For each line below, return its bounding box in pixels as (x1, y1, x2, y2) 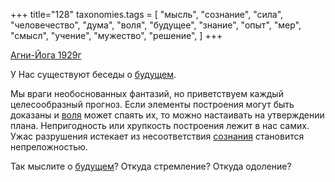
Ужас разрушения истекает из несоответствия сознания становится (10, 130, 305, 142)
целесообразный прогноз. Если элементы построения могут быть (10, 99, 295, 110)
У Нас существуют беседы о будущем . (10, 69, 177, 80)
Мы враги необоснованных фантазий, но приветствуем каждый (10, 88, 284, 99)
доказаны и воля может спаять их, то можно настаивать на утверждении (10, 109, 325, 121)
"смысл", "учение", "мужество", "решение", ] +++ (10, 30, 223, 41)
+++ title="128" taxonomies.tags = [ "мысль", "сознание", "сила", (10, 9, 284, 20)
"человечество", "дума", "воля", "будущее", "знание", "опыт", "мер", (10, 19, 302, 31)
